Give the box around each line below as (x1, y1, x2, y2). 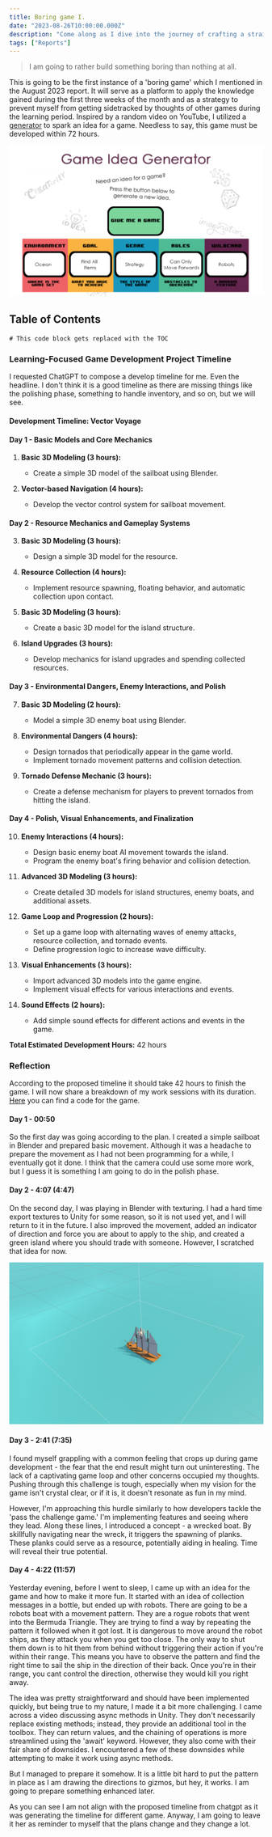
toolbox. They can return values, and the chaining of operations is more (9, 1727, 247, 1737)
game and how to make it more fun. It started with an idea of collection (9, 1591, 245, 1601)
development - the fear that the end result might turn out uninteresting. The (9, 1462, 260, 1471)
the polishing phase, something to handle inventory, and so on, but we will (9, 389, 256, 399)
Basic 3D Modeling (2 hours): (20, 700, 122, 709)
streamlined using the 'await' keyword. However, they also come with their (9, 1736, 257, 1746)
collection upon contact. (32, 591, 114, 602)
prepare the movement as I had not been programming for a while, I (9, 1149, 234, 1159)
